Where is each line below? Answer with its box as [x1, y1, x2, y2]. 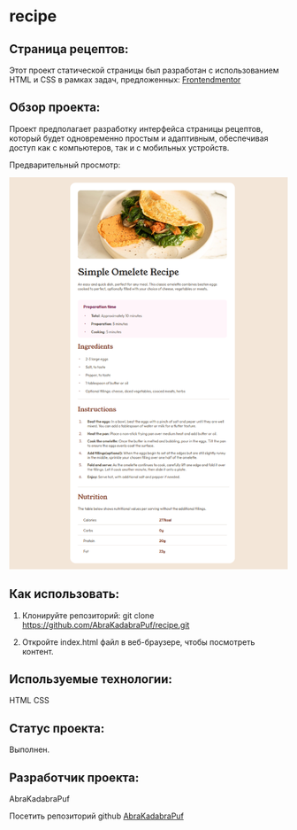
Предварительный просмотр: [9, 159, 121, 170]
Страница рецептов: [9, 42, 129, 57]
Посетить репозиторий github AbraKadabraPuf [9, 811, 184, 821]
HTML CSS [9, 695, 50, 706]
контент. [21, 646, 55, 656]
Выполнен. [9, 744, 50, 755]
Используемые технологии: [9, 671, 172, 686]
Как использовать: [9, 586, 120, 601]
